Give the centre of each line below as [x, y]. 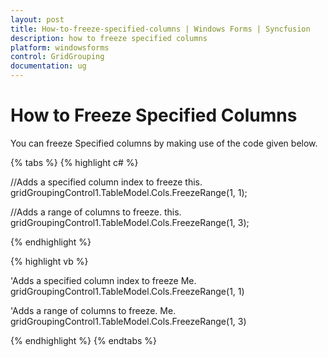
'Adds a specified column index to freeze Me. [103, 280]
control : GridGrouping [57, 57]
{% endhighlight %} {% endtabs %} [83, 340]
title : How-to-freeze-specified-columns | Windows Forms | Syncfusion [160, 29]
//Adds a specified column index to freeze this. [106, 182]
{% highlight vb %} [49, 261]
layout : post [37, 19]
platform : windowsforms [60, 47]
